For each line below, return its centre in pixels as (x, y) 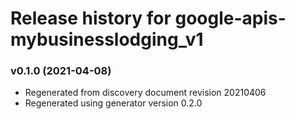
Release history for (91, 18)
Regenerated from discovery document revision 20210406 (145, 93)
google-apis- (230, 18)
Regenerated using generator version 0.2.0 (113, 103)
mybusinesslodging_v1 (107, 39)
